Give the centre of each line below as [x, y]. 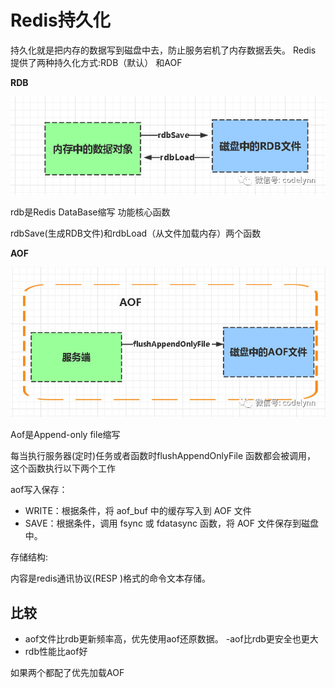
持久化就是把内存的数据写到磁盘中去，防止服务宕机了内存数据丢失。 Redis [163, 50]
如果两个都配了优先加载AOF [67, 673]
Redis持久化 [60, 20]
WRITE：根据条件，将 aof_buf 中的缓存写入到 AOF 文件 [138, 511]
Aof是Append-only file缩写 [65, 435]
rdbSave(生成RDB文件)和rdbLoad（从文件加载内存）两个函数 [136, 233]
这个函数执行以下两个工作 [63, 468]
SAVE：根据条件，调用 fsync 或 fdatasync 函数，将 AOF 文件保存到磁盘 [171, 523]
